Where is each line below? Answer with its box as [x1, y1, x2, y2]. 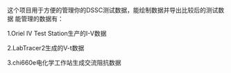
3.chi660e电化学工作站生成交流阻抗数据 [7, 59, 121, 67]
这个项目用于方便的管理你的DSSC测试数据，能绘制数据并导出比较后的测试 [7, 6, 219, 14]
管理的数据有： [20, 14, 64, 23]
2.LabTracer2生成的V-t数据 [7, 44, 85, 52]
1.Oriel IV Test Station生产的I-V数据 [7, 30, 107, 37]
